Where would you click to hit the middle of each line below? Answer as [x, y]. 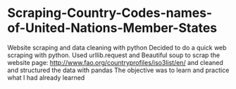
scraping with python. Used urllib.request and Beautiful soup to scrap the [114, 55]
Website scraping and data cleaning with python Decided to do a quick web [117, 47]
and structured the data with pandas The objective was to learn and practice [118, 70]
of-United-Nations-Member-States [112, 28]
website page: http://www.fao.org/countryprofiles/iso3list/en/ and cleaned [116, 62]
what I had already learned [46, 77]
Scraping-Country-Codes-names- [110, 13]
